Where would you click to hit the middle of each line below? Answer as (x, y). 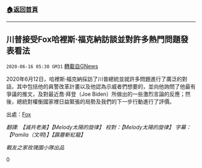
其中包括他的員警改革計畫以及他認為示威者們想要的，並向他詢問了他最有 (106, 87)
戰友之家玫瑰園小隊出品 (35, 148)
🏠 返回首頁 (22, 9)
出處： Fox (19, 114)
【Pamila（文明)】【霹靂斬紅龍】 (46, 135)
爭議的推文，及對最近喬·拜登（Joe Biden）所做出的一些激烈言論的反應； (96, 94)
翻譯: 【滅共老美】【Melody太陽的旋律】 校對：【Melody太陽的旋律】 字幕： (99, 127)
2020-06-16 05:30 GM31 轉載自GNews (52, 66)
